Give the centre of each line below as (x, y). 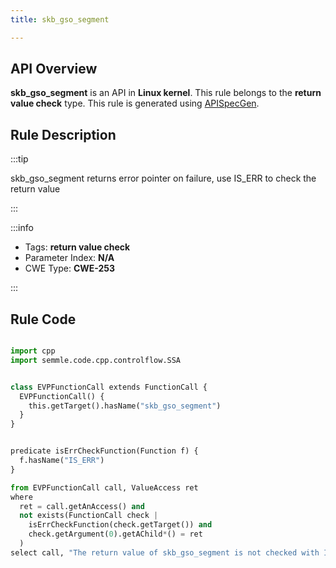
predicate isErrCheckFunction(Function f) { (104, 451)
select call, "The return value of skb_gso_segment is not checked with (165, 552)
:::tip (19, 159)
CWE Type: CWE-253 (70, 268)
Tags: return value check (77, 247)
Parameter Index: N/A (69, 258)
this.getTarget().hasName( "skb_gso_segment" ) (125, 406)
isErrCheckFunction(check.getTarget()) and (120, 525)
